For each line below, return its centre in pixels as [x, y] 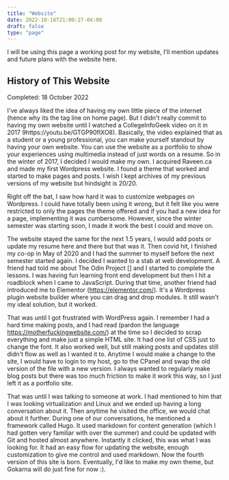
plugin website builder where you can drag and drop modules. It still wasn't [113, 297]
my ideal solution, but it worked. [52, 305]
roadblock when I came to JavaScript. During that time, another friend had [112, 283]
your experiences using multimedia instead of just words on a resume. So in [114, 154]
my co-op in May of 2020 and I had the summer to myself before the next [111, 253]
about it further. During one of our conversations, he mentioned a [99, 418]
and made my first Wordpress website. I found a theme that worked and [108, 169]
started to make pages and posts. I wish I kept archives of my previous [107, 176]
